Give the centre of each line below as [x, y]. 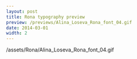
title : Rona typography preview [45, 17]
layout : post [22, 11]
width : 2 [17, 33]
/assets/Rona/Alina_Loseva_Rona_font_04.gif [60, 50]
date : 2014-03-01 [27, 28]
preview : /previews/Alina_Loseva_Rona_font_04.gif [69, 22]
